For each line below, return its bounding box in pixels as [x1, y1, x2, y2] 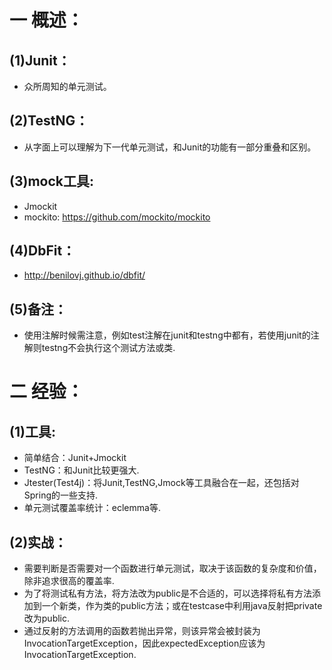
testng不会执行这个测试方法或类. [41, 342, 176, 354]
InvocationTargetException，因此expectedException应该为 [23, 637, 266, 650]
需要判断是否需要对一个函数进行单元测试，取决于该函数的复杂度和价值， [23, 562, 322, 575]
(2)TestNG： [9, 112, 89, 130]
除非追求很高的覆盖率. [23, 575, 115, 587]
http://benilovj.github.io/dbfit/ [23, 269, 146, 281]
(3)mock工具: [9, 173, 94, 190]
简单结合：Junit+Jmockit [23, 452, 127, 464]
